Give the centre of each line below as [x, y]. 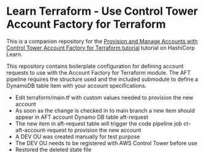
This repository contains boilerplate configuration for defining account [95, 66]
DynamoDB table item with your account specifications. [77, 85]
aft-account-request [41, 130]
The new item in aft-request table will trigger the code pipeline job [99, 123]
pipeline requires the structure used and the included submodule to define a [102, 79]
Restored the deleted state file [53, 149]
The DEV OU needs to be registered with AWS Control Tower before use [106, 143]
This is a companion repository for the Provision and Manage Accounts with [102, 41]
